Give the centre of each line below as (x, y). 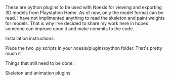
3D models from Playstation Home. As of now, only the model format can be (84, 13)
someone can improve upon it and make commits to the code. (70, 29)
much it (13, 53)
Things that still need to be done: (40, 63)
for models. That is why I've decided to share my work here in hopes (77, 23)
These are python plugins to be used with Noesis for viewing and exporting (83, 7)
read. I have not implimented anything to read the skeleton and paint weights (85, 18)
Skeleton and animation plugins (38, 73)
